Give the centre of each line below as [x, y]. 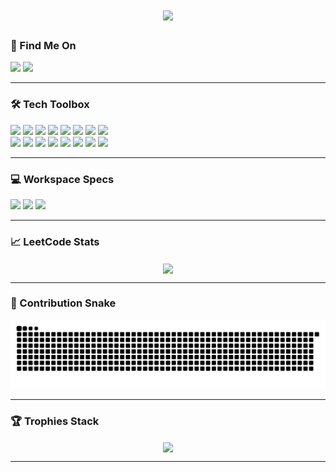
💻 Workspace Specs [62, 179]
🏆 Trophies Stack [55, 421]
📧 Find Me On [43, 46]
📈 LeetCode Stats [55, 241]
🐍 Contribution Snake [63, 303]
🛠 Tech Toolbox [50, 105]
